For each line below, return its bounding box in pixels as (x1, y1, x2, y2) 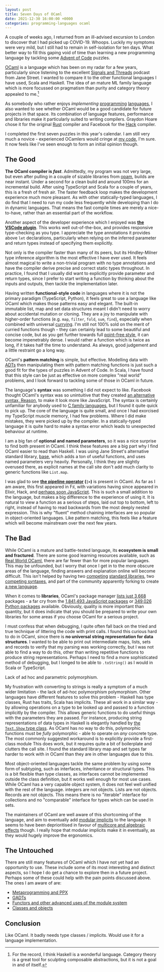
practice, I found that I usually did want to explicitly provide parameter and (5, 270, 155, 276)
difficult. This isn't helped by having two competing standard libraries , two (5, 573, 155, 579)
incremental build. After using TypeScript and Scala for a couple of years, (5, 184, 153, 190)
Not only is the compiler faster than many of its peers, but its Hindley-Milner (5, 250, 158, 255)
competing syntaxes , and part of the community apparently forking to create (5, 578, 159, 584)
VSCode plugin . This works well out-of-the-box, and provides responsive (5, 224, 153, 230)
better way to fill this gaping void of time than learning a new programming (5, 50, 155, 56)
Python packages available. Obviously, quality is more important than (5, 603, 144, 609)
